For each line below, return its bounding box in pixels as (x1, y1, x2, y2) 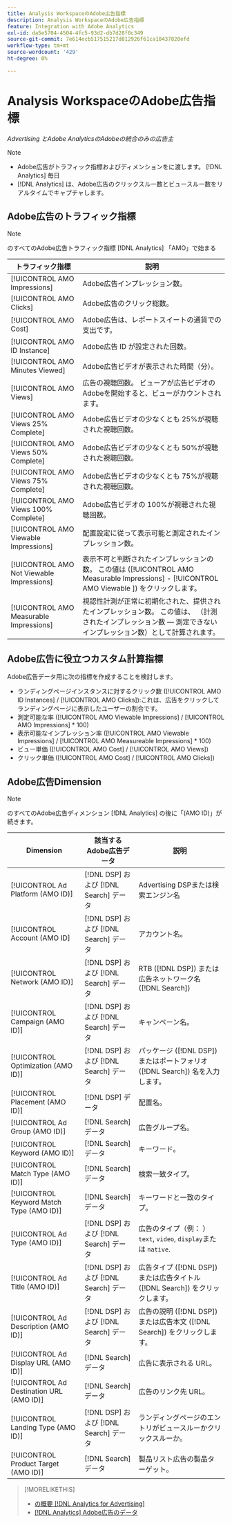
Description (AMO (10, 1322, 69, 1332)
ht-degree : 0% (7, 55, 48, 62)
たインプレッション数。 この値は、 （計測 (82, 606, 217, 616)
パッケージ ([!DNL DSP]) (138, 1046, 217, 1055)
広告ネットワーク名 (138, 975, 202, 984)
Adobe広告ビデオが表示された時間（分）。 (82, 361, 218, 371)
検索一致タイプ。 (138, 1169, 194, 1179)
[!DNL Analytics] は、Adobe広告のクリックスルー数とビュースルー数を (17, 180, 217, 188)
